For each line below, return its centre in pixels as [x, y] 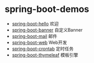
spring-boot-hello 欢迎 [35, 23]
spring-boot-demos [47, 9]
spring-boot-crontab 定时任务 [43, 48]
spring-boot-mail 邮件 [34, 36]
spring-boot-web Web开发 [39, 42]
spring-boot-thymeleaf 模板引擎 [45, 55]
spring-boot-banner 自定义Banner [47, 30]
